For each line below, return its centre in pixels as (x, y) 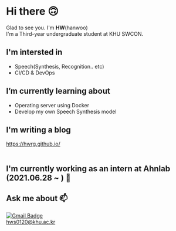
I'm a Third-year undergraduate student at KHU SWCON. (75, 33)
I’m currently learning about (58, 91)
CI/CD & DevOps (35, 73)
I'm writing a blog (39, 130)
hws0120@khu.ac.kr (31, 222)
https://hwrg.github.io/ (33, 144)
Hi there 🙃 (32, 11)
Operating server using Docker (52, 105)
